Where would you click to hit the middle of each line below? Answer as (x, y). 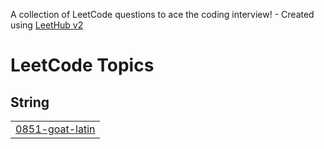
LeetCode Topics (82, 65)
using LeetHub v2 (47, 25)
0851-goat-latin (55, 129)
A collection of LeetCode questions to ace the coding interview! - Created (162, 14)
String (30, 102)
